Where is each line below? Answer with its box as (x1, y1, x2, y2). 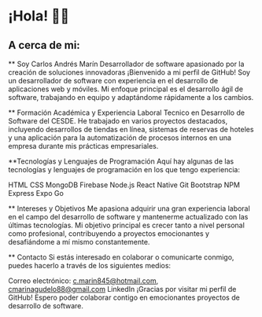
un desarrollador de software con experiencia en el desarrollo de (8, 76, 219, 85)
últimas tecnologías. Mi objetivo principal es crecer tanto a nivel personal (8, 220, 245, 230)
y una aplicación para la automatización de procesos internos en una (8, 133, 232, 142)
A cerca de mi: (8, 39, 80, 52)
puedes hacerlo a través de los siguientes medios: (8, 261, 172, 270)
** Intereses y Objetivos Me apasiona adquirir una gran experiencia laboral (8, 204, 250, 213)
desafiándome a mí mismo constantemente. (8, 238, 150, 246)
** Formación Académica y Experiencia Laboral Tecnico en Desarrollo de (8, 108, 245, 117)
